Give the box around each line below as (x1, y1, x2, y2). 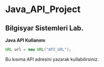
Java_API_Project (5, 4, 81, 15)
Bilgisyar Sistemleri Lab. (5, 24, 84, 32)
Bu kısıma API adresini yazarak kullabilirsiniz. (5, 56, 99, 62)
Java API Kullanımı (5, 37, 46, 43)
